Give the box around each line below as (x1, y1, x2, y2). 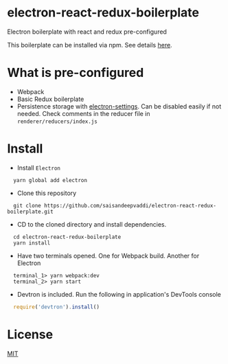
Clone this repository (16, 189, 77, 197)
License (7, 326, 54, 342)
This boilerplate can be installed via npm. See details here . (7, 41, 173, 49)
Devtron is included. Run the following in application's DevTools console (16, 290, 221, 298)
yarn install (13, 239, 51, 247)
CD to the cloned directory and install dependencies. (16, 220, 167, 228)
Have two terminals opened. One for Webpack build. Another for (16, 251, 200, 260)
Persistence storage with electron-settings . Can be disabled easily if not (16, 102, 222, 111)
